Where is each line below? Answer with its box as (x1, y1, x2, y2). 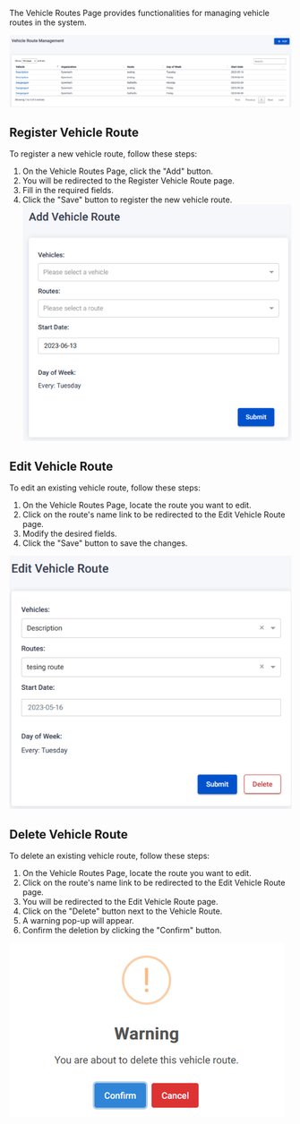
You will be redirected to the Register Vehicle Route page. (21, 175, 236, 186)
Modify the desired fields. (21, 528, 118, 540)
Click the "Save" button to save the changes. (21, 538, 188, 549)
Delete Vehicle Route (9, 827, 128, 842)
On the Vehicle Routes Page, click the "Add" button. (21, 166, 213, 177)
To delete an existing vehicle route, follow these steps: (9, 850, 210, 862)
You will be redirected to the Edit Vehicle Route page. (21, 897, 219, 907)
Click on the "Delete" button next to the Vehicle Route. (21, 906, 223, 916)
